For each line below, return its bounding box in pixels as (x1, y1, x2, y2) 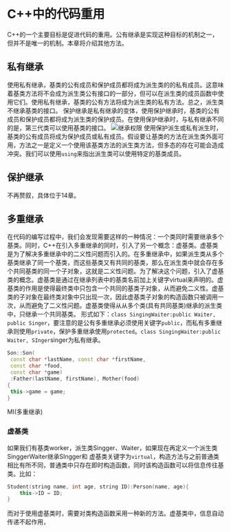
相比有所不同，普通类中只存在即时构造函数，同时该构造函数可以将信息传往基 (7, 460, 224, 469)
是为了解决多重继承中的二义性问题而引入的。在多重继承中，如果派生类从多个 (7, 250, 224, 258)
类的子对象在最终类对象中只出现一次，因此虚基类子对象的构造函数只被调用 (7, 293, 218, 301)
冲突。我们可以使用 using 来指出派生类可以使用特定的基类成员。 (7, 149, 186, 158)
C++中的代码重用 (7, 6, 105, 22)
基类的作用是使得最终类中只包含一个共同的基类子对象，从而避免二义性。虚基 (7, 284, 224, 292)
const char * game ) (10, 369, 63, 376)
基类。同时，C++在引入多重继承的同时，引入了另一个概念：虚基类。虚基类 (7, 242, 219, 250)
